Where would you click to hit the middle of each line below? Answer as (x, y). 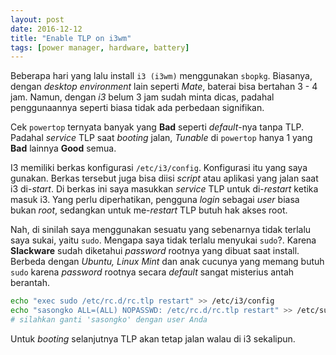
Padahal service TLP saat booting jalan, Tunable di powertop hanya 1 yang (161, 138)
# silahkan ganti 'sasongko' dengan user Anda (109, 320)
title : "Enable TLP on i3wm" (71, 38)
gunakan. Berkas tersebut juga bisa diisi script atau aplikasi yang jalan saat (164, 178)
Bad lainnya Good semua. (63, 148)
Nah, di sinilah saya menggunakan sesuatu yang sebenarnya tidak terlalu (161, 230)
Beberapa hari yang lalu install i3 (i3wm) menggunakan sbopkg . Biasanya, (161, 76)
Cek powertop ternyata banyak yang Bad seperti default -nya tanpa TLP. (157, 127)
